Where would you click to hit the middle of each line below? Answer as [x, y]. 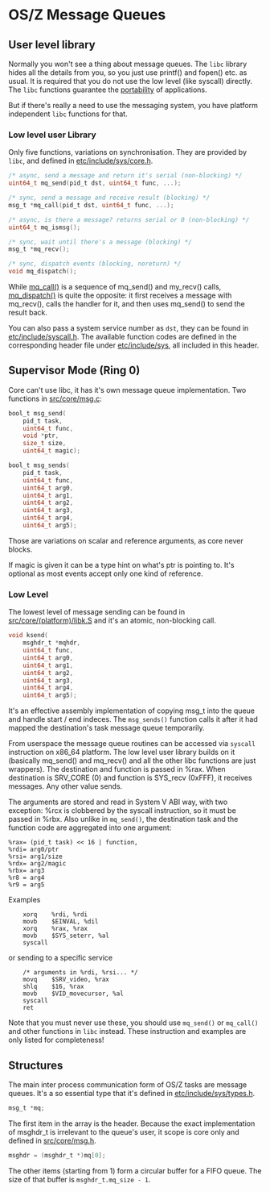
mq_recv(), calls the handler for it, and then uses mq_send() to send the [127, 304]
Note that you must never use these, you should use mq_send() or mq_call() [133, 1023]
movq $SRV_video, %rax [66, 980]
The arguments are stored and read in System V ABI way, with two [118, 802]
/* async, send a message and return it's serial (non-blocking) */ [125, 176]
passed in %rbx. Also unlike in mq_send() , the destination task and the [123, 819]
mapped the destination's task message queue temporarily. [106, 728]
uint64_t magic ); [52, 451]
